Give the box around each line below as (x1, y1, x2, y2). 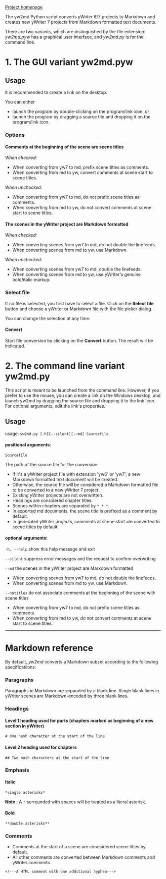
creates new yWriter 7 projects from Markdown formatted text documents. (5, 19, 157, 25)
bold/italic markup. (12, 277, 51, 283)
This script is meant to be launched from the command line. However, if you (5, 387, 160, 393)
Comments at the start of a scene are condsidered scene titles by (12, 844, 146, 850)
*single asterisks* (5, 790, 45, 795)
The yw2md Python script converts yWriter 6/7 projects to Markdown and (5, 14, 156, 19)
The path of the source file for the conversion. (5, 461, 99, 467)
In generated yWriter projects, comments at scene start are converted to (12, 518, 160, 524)
